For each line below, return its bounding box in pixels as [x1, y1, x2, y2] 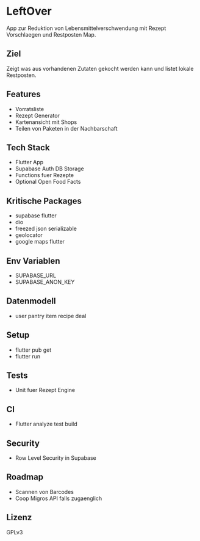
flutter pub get [15, 346, 52, 354]
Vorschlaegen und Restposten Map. [6, 31, 96, 38]
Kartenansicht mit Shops [15, 118, 77, 126]
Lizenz [6, 512, 32, 523]
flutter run [15, 352, 41, 360]
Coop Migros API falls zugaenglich [15, 495, 102, 502]
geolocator [15, 231, 43, 239]
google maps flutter [15, 238, 65, 245]
